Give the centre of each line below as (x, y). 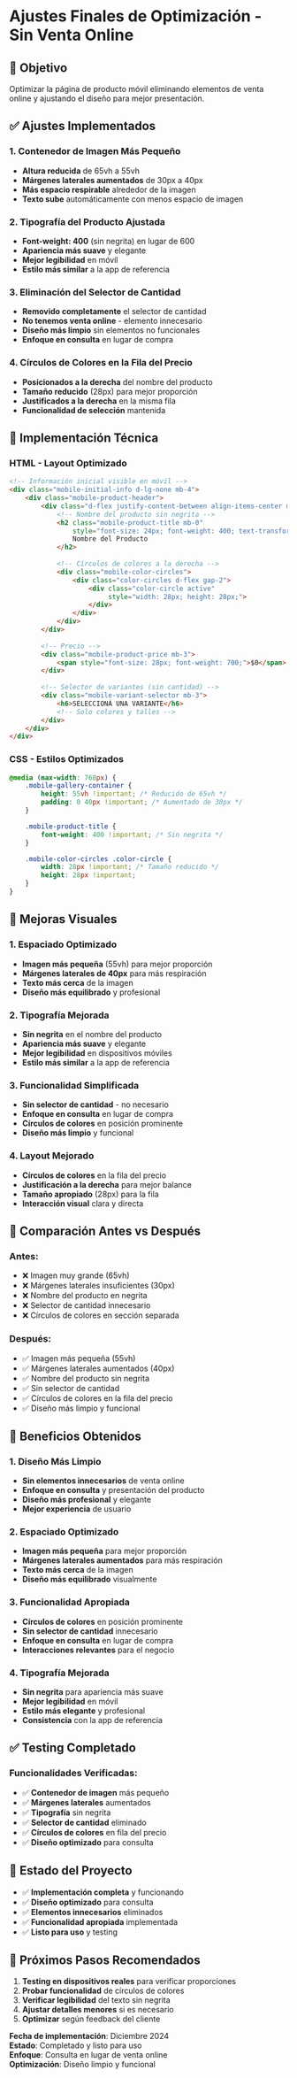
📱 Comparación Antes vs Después (105, 1231)
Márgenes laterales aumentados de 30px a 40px (112, 180)
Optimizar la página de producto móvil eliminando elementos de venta (137, 89)
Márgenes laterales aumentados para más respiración (122, 1560)
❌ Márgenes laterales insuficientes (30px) (98, 1286)
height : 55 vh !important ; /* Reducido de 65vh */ (134, 794)
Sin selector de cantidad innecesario (90, 1631)
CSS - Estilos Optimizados (67, 759)
